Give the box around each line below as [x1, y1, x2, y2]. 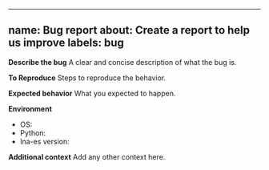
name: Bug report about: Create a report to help [8, 23, 251, 37]
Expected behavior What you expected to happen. [8, 88, 176, 98]
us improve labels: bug [8, 36, 124, 50]
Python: [19, 127, 46, 137]
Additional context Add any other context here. [8, 152, 166, 161]
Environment [8, 103, 52, 113]
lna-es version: [19, 136, 70, 146]
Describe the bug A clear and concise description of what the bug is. [8, 57, 237, 67]
